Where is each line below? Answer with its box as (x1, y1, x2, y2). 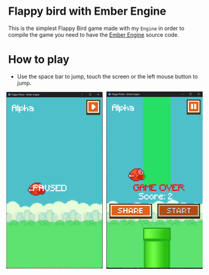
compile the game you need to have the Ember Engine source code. (8, 31, 179, 38)
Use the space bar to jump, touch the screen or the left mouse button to (16, 72, 199, 80)
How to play (8, 53, 70, 67)
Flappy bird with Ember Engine (8, 4, 167, 18)
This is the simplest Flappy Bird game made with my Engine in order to (8, 24, 185, 32)
